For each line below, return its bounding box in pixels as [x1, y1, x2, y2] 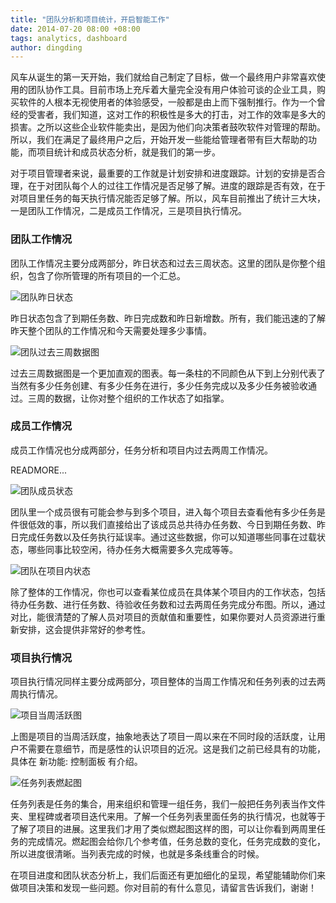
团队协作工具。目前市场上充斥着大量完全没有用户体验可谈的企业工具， [27, 84, 317, 96]
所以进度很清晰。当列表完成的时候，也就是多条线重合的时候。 [10, 848, 265, 860]
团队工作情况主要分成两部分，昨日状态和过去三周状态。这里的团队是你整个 [10, 257, 317, 269]
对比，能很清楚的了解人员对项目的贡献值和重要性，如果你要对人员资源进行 [10, 611, 317, 623]
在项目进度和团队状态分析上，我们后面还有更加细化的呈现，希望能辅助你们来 [10, 869, 326, 881]
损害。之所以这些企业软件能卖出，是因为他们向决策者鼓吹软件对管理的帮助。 [10, 121, 326, 133]
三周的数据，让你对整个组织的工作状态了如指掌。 [27, 392, 230, 404]
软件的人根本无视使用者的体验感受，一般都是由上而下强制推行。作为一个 [18, 96, 317, 108]
